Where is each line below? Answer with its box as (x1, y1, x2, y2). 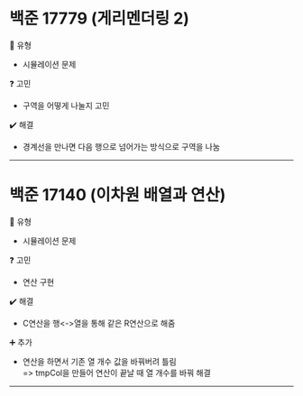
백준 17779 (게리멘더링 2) (9, 8, 189, 29)
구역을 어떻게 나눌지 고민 (22, 100, 110, 111)
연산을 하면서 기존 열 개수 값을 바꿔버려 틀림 (22, 355, 178, 366)
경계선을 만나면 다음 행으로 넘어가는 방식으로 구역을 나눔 (22, 141, 221, 152)
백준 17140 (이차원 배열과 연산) (9, 185, 226, 206)
